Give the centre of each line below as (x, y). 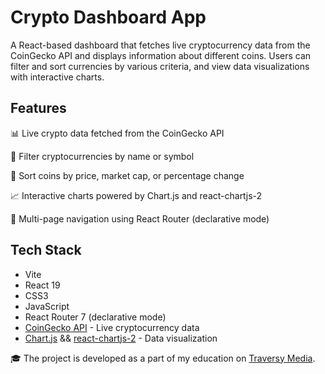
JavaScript (47, 306)
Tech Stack (46, 250)
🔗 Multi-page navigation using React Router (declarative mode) (140, 218)
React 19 (42, 285)
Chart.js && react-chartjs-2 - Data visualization (121, 338)
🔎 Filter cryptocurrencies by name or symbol (102, 156)
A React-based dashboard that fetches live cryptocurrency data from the (160, 45)
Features (38, 108)
